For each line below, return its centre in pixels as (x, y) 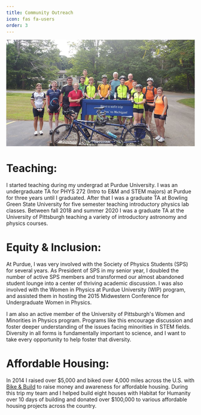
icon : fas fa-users (31, 19)
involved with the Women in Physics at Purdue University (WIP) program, (96, 289)
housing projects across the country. (51, 405)
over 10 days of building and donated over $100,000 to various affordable (97, 399)
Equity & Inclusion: (54, 247)
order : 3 (17, 25)
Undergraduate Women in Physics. (49, 302)
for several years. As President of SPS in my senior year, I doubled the (93, 270)
